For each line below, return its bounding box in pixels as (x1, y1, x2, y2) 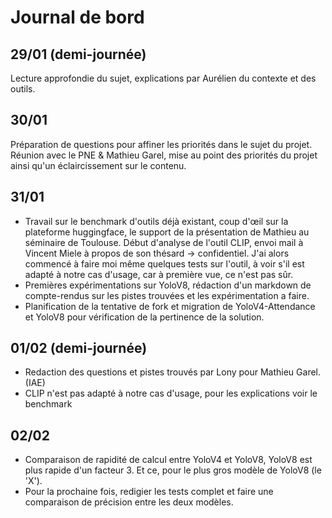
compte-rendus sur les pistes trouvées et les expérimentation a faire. (24, 289, 310, 301)
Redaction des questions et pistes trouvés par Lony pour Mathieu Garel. (24, 366, 322, 378)
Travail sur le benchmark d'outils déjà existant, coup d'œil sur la (24, 215, 289, 227)
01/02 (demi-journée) (10, 340, 148, 357)
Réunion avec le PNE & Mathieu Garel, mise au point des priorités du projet (10, 149, 318, 161)
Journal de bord (10, 6, 145, 29)
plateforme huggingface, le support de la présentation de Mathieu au (24, 226, 310, 238)
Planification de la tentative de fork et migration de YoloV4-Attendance (24, 300, 316, 312)
